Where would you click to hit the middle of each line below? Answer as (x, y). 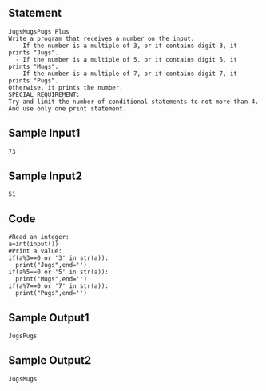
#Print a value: (35, 251)
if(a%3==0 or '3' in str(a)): (59, 258)
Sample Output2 (50, 360)
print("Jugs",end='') (52, 265)
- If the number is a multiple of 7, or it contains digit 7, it (127, 74)
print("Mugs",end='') (52, 279)
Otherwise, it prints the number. (66, 87)
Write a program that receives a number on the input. (101, 38)
